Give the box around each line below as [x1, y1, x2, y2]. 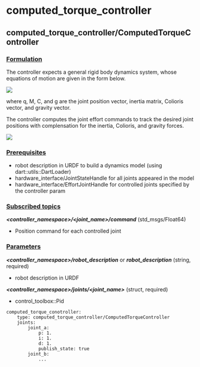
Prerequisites [6, 148, 46, 157]
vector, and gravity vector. [6, 104, 71, 111]
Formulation [6, 55, 43, 63]
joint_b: [28, 351, 50, 357]
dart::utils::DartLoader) [14, 169, 71, 176]
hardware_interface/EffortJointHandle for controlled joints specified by [14, 181, 190, 188]
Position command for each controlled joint [14, 227, 122, 234]
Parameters [6, 242, 41, 251]
